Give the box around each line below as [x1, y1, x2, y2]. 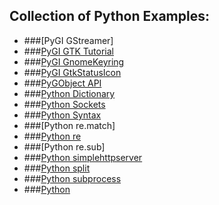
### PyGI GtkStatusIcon [23, 66, 122, 78]
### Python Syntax [23, 109, 102, 121]
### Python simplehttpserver [23, 151, 143, 163]
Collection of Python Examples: [9, 8, 210, 25]
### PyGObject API [23, 77, 102, 89]
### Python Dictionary [23, 87, 116, 99]
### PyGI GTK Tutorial [23, 45, 114, 57]
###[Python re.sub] [23, 140, 106, 153]
